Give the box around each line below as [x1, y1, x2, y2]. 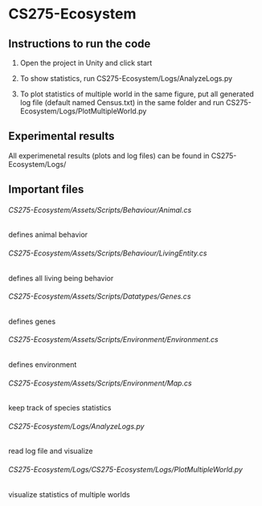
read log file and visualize [8, 447, 93, 456]
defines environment [8, 360, 77, 369]
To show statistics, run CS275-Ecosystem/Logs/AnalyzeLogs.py [19, 74, 233, 83]
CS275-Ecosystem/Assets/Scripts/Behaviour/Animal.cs [8, 205, 192, 214]
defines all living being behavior [8, 273, 114, 283]
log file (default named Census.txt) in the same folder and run [19, 98, 225, 107]
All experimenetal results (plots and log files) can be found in [8, 150, 210, 161]
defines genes [8, 316, 56, 326]
